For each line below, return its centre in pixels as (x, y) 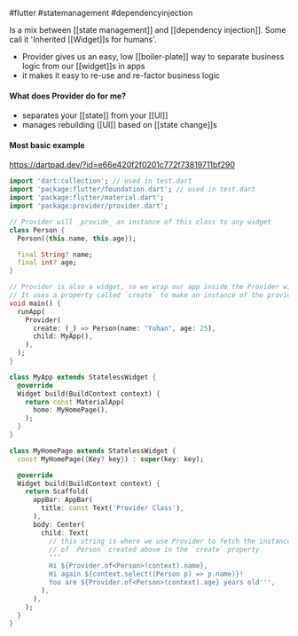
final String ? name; (55, 255)
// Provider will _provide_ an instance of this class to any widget (141, 222)
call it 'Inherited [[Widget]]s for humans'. (83, 39)
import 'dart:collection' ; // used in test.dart (101, 181)
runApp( (31, 311)
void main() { (35, 303)
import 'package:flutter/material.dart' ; (87, 198)
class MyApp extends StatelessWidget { (83, 377)
